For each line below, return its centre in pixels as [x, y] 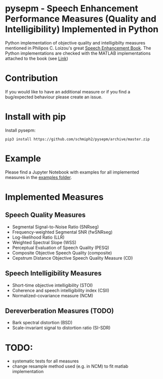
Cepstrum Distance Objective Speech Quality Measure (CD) [72, 258]
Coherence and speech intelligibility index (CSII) [60, 290]
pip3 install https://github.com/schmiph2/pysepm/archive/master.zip [78, 139]
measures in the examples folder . [38, 177]
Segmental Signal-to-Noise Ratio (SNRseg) [56, 227]
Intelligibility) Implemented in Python [82, 29]
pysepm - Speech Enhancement [72, 9]
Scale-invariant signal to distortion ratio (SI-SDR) [61, 328]
